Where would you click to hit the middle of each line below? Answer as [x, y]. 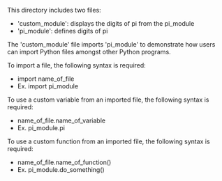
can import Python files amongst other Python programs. [89, 52]
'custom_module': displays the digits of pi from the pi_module [106, 23]
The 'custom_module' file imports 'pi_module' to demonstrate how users [111, 44]
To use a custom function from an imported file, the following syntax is [109, 141]
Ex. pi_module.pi [41, 128]
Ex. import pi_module [48, 86]
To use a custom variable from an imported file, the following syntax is [108, 100]
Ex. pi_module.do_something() [61, 170]
